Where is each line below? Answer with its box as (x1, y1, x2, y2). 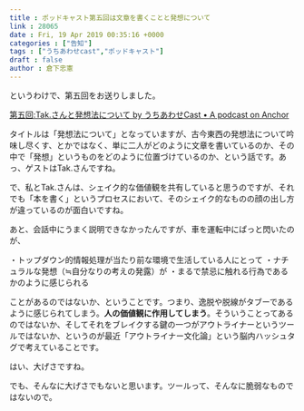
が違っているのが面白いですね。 (9, 204, 129, 215)
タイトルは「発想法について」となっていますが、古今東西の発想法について (9, 128, 287, 139)
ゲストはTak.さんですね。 (25, 162, 121, 173)
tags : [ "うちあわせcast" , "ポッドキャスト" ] (9, 47, 164, 56)
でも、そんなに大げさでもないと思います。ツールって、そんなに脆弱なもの (9, 380, 286, 391)
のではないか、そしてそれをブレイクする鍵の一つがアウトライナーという (9, 318, 279, 329)
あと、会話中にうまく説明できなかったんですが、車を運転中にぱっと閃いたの (9, 223, 295, 234)
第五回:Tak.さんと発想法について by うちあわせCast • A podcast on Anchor (9, 109, 289, 120)
